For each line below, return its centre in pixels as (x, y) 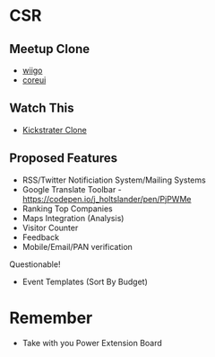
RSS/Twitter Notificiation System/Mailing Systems (114, 180)
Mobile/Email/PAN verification (77, 246)
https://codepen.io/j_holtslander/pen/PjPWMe (107, 199)
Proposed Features (64, 158)
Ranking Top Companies (68, 209)
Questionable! (35, 264)
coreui (34, 80)
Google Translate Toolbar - (72, 189)
